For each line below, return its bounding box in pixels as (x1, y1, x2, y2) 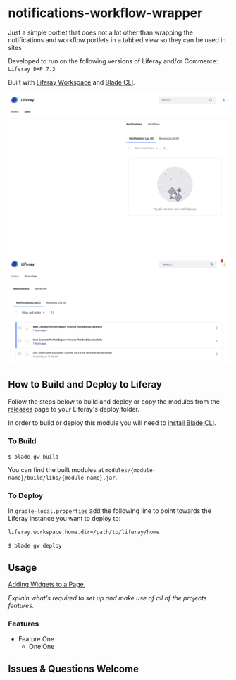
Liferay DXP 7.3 (8, 66, 56, 73)
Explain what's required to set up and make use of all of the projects (8, 594, 207, 602)
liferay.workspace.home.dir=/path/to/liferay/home (8, 528, 160, 536)
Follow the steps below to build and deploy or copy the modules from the (8, 397, 221, 406)
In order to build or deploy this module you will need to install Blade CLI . (8, 418, 217, 427)
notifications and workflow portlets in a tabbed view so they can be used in (8, 35, 226, 44)
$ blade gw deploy (8, 543, 62, 550)
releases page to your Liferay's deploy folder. (8, 404, 140, 413)
